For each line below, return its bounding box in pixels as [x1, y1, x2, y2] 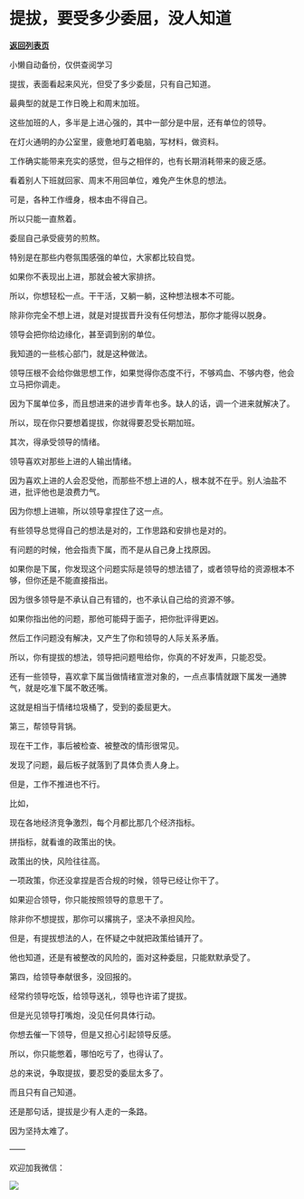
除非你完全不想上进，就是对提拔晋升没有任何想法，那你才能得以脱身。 [9, 309, 271, 320]
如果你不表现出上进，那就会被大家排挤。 [9, 271, 160, 282]
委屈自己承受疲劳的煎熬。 [9, 232, 105, 243]
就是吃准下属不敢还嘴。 [24, 682, 113, 693]
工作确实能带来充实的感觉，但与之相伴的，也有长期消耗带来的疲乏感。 [9, 155, 271, 166]
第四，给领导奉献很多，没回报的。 [9, 971, 137, 981]
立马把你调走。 [9, 378, 65, 390]
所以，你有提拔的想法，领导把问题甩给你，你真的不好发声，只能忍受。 [9, 652, 271, 662]
